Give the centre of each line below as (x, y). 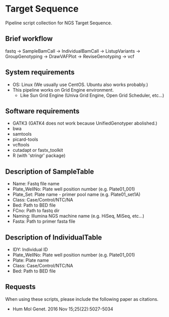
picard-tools (25, 139)
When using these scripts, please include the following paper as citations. (82, 299)
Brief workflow (29, 39)
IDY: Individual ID (30, 249)
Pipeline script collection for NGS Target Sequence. (59, 23)
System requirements (40, 72)
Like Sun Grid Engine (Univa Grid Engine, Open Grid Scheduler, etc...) (92, 95)
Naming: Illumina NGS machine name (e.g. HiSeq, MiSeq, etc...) (78, 216)
